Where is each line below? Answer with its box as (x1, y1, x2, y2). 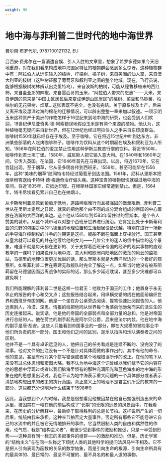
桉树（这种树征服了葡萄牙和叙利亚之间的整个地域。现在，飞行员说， (22, 77, 162, 83)
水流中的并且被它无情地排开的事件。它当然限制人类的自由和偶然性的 (13, 420, 153, 426)
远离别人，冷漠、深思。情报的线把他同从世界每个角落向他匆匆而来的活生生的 (5, 304, 162, 309)
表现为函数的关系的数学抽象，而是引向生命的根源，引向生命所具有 (26, 445, 162, 451)
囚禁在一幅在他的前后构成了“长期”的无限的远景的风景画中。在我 (22, 402, 153, 408)
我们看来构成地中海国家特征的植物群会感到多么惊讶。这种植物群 (31, 64, 162, 70)
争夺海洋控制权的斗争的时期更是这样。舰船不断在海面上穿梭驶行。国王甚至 (9, 231, 162, 237)
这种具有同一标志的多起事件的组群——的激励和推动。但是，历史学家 (18, 433, 158, 439)
